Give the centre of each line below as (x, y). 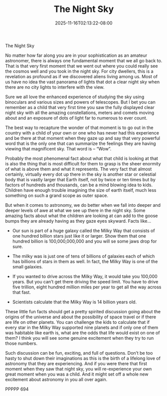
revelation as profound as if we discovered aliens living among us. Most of (82, 76)
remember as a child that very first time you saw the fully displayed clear (80, 107)
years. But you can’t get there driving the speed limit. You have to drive (85, 281)
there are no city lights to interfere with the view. (55, 87)
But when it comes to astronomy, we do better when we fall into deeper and (83, 205)
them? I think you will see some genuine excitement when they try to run (80, 338)
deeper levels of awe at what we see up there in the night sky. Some (75, 210)
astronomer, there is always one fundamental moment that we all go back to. (84, 60)
